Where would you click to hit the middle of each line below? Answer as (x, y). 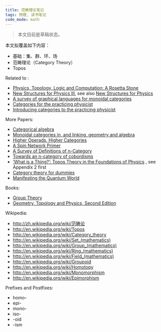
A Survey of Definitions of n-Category (52, 151)
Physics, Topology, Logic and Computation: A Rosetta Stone (75, 88)
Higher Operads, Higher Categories (50, 140)
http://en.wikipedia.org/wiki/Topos (49, 229)
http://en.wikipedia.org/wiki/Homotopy (53, 267)
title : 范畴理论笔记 (25, 10)
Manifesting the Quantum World (46, 178)
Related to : (17, 78)
